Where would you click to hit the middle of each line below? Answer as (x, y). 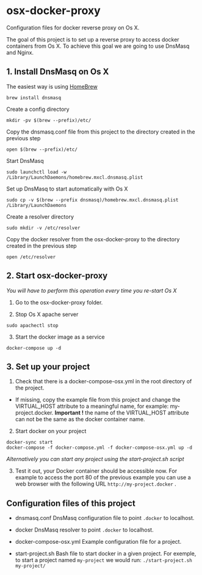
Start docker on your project (51, 431)
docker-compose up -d (34, 348)
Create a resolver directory (40, 216)
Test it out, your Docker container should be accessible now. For (96, 471)
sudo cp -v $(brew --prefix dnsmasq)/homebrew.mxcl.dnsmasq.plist (92, 200)
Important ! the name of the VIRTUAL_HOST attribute (122, 413)
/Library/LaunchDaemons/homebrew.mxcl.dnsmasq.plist (75, 177)
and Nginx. (20, 52)
